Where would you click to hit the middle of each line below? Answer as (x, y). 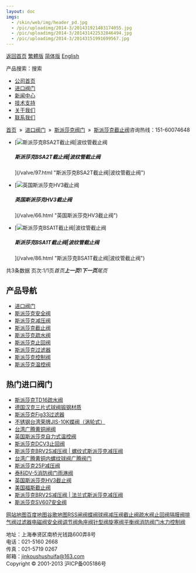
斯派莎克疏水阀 (32, 335)
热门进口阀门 (29, 384)
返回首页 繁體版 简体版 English (43, 56)
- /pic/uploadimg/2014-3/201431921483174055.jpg (72, 28)
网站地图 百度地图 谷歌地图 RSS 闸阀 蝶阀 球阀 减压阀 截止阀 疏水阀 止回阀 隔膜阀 (96, 515)
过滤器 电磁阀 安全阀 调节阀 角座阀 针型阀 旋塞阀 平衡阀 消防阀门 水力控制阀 (101, 522)
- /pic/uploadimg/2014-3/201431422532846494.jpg (72, 33)
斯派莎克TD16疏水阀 (39, 400)
